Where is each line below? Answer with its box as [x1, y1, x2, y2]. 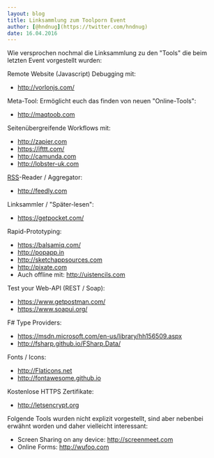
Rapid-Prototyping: [7, 228, 62, 236]
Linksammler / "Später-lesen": [7, 200, 94, 209]
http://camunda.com [17, 152, 77, 161]
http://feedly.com [17, 186, 68, 195]
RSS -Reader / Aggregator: [7, 173, 82, 182]
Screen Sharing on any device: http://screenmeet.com [17, 436, 174, 444]
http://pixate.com [17, 263, 68, 272]
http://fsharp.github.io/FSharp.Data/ [17, 339, 121, 348]
